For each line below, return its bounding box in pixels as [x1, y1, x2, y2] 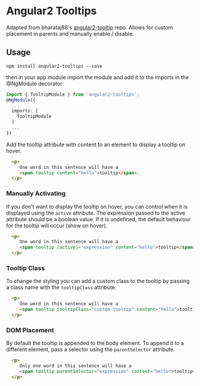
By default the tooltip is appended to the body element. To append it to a [6, 340, 185, 347]
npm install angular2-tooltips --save [6, 63, 102, 69]
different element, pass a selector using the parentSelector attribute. [6, 346, 176, 353]
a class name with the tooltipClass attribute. [6, 284, 117, 291]
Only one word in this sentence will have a [19, 363, 132, 369]
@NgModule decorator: [6, 80, 64, 87]
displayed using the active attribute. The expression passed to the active [6, 209, 186, 216]
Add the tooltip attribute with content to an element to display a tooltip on [6, 141, 186, 148]
